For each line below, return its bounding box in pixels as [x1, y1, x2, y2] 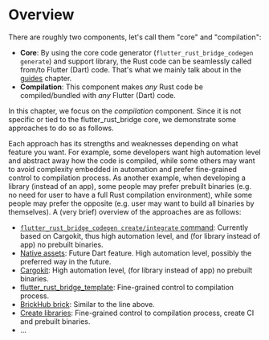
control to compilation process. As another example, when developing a [8, 173, 247, 182]
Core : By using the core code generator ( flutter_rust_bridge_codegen [19, 47, 254, 57]
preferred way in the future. [19, 256, 112, 266]
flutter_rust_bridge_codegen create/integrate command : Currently [19, 223, 249, 232]
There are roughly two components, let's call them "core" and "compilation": [8, 32, 262, 42]
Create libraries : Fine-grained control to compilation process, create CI [19, 308, 255, 317]
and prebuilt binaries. [19, 316, 91, 326]
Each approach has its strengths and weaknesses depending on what [8, 138, 238, 148]
